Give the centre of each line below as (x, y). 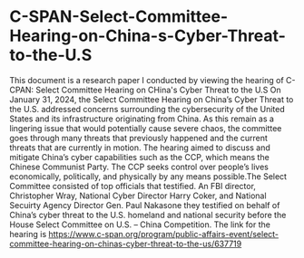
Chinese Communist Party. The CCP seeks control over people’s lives (139, 167)
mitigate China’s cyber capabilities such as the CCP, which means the (139, 157)
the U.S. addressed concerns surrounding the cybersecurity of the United (147, 109)
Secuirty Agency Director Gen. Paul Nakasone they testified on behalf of (145, 205)
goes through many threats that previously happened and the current (138, 138)
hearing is (28, 234)
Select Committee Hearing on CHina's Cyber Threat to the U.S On (158, 90)
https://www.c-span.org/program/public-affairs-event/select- (164, 234)
